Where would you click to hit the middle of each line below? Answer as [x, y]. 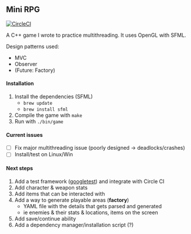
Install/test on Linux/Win [44, 154]
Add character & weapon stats [51, 187]
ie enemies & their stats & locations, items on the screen [91, 212]
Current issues [25, 135]
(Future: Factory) [35, 70]
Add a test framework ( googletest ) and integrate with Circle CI [89, 181]
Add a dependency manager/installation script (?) [74, 225]
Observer [26, 64]
